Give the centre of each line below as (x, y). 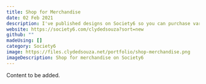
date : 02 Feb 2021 (30, 18)
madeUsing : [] (25, 40)
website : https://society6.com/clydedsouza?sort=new (75, 29)
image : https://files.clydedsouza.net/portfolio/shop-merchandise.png (98, 52)
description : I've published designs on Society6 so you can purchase (98, 23)
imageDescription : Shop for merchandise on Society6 (75, 58)
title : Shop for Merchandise (44, 12)
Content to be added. (33, 75)
